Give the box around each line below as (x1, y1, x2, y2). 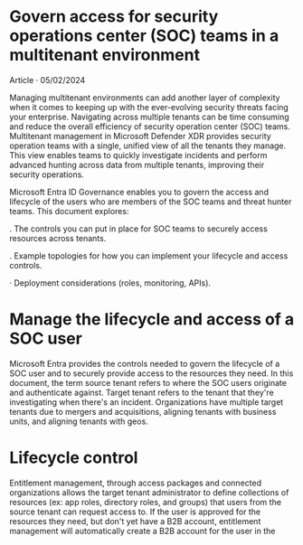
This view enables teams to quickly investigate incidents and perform (9, 149, 268, 160)
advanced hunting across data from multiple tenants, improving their (9, 159, 265, 170)
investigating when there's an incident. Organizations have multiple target (9, 396, 284, 408)
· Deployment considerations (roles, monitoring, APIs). (9, 277, 211, 288)
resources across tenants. (9, 232, 107, 243)
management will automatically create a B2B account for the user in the (9, 525, 276, 536)
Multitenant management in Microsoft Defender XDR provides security (9, 130, 271, 141)
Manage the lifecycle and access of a (9, 309, 295, 330)
